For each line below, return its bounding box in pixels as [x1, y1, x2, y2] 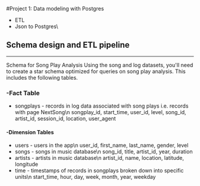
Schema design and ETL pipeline [6, 40, 130, 50]
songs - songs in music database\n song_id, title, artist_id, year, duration [14, 148, 193, 155]
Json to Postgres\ [14, 23, 58, 30]
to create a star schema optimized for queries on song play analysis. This [6, 68, 186, 75]
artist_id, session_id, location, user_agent [14, 115, 116, 122]
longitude [14, 160, 39, 168]
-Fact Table [6, 89, 40, 97]
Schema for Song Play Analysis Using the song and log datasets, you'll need [6, 61, 193, 68]
